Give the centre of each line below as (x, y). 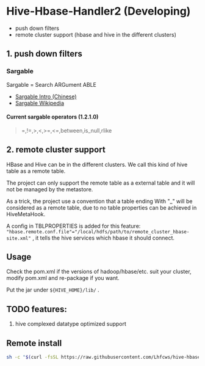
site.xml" (19, 238)
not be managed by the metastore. (50, 189)
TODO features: (37, 309)
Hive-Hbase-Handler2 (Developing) (99, 11)
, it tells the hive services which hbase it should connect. (104, 238)
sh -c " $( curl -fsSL (33, 357)
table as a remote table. (36, 171)
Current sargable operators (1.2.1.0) (52, 117)
